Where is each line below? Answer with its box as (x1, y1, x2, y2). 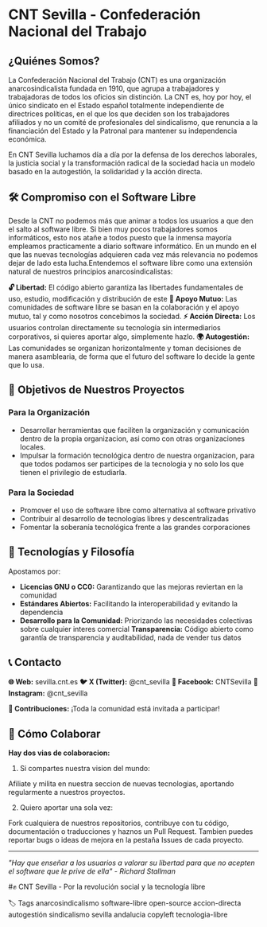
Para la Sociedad (8, 487, 75, 498)
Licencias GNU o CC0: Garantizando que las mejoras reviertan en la (19, 582, 244, 591)
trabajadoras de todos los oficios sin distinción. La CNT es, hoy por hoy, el (8, 92, 252, 101)
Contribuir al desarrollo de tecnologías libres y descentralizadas (19, 513, 229, 523)
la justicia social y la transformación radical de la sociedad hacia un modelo (8, 158, 256, 168)
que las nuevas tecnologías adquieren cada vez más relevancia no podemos (8, 249, 258, 259)
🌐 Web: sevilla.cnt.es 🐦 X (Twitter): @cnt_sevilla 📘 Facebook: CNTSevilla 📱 (8, 677, 258, 687)
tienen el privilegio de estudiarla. (19, 467, 127, 477)
